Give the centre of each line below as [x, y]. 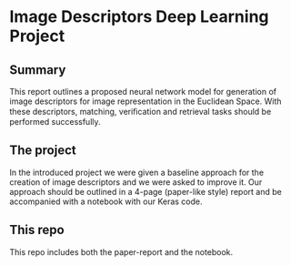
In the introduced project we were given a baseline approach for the [137, 172]
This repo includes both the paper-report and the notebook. [121, 251]
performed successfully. [55, 122]
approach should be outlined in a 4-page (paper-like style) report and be [145, 191]
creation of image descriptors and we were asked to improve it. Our [136, 182]
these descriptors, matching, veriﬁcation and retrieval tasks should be [140, 112]
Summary [38, 70]
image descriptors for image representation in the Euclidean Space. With [145, 101]
